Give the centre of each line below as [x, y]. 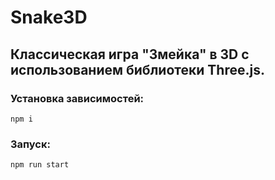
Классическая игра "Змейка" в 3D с [130, 54]
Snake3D [49, 17]
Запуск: [30, 144]
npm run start [40, 165]
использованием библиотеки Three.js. [137, 69]
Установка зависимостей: [77, 98]
